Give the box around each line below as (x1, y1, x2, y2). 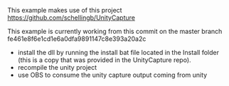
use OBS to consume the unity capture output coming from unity (17, 70, 208, 79)
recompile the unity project (17, 63, 97, 71)
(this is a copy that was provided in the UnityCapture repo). (17, 56, 191, 64)
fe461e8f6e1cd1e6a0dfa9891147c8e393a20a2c (7, 35, 147, 43)
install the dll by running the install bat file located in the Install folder (17, 49, 219, 56)
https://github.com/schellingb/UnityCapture (7, 13, 135, 22)
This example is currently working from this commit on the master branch (7, 27, 223, 35)
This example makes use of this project (7, 6, 122, 14)
